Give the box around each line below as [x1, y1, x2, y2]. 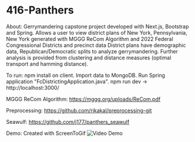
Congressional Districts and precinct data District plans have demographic [6, 42, 186, 49]
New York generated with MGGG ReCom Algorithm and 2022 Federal [6, 35, 173, 42]
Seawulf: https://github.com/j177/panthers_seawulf [6, 118, 130, 125]
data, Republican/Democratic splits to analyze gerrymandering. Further [6, 48, 178, 55]
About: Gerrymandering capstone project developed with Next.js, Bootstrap [6, 23, 189, 30]
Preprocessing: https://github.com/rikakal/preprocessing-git [6, 107, 152, 114]
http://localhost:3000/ [6, 84, 60, 91]
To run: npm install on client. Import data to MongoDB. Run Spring [6, 72, 166, 79]
